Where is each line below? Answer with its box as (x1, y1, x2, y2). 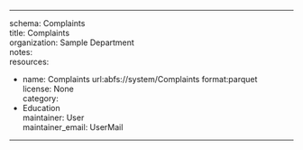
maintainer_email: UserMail (22, 122, 124, 132)
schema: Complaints (9, 18, 86, 28)
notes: (9, 47, 33, 57)
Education (22, 103, 60, 113)
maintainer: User (22, 112, 85, 123)
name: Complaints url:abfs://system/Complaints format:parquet (22, 74, 258, 84)
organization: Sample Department (9, 37, 135, 48)
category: (22, 93, 59, 104)
